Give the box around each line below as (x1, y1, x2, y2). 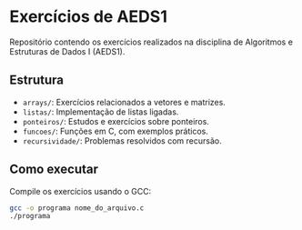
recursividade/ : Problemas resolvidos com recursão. (22, 135, 222, 146)
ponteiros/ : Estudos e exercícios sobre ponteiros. (22, 115, 209, 126)
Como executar (9, 162, 98, 177)
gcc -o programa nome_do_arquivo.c (9, 203, 145, 213)
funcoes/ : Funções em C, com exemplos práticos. (22, 125, 209, 136)
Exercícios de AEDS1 (9, 6, 168, 27)
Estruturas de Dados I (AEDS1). (9, 45, 126, 56)
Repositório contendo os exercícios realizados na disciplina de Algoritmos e (9, 36, 294, 47)
